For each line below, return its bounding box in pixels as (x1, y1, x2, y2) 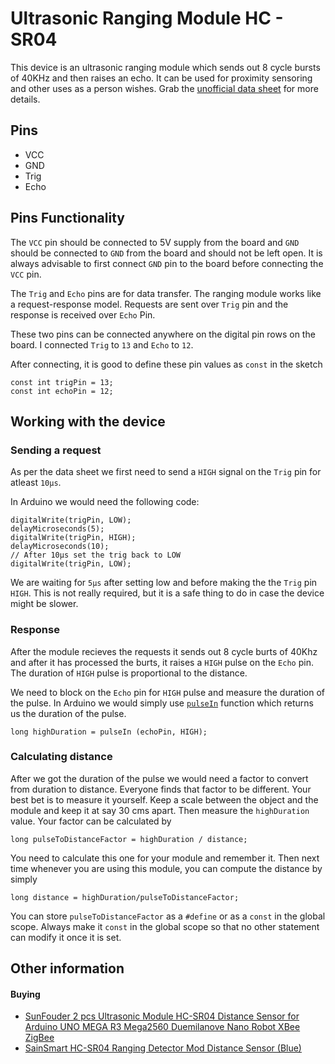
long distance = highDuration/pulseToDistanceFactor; (10, 892, 240, 902)
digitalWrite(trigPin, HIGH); (10, 533, 137, 543)
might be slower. (10, 598, 79, 610)
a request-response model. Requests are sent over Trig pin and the (10, 298, 289, 310)
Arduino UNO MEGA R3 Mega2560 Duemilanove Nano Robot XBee (24, 1021, 301, 1033)
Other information (10, 960, 125, 977)
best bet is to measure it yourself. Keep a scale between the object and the (10, 793, 319, 806)
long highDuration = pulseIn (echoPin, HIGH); (10, 727, 208, 737)
